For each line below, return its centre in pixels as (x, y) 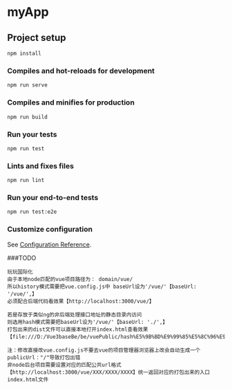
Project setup (37, 38)
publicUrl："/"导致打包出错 (44, 357)
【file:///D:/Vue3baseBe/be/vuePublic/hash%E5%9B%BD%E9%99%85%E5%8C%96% (113, 336)
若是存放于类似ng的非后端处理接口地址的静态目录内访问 (75, 315)
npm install (24, 53)
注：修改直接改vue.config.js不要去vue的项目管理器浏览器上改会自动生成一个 (104, 350)
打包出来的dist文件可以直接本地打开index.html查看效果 (78, 329)
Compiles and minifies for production (71, 102)
